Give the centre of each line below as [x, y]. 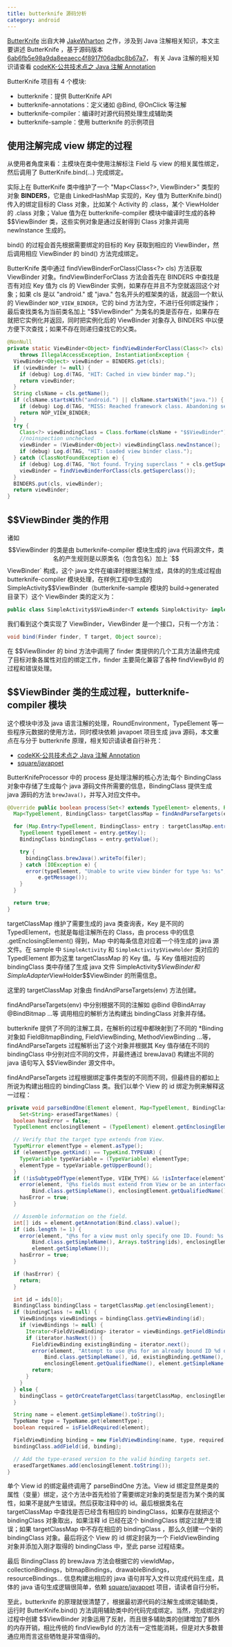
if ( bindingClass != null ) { [55, 1312]
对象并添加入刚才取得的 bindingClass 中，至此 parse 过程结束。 [98, 1547]
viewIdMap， [159, 1561]
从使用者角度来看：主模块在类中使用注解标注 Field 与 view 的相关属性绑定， [115, 164]
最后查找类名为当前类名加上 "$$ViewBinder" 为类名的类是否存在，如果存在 [114, 311]
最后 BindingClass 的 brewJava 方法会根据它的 [73, 1561]
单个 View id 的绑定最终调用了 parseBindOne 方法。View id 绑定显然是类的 [113, 1486]
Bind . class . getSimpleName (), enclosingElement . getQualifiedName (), [131, 1191]
